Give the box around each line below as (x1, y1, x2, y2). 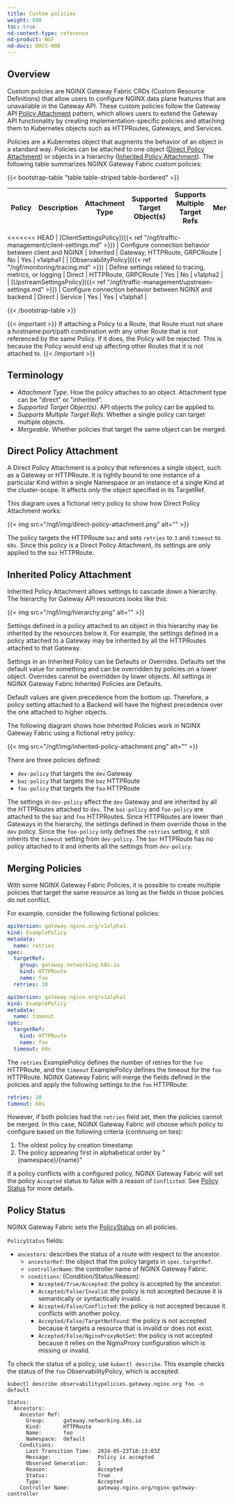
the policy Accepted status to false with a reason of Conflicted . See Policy (7, 1177, 219, 1185)
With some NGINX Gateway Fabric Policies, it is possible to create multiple (7, 881, 221, 890)
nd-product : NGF (7, 36, 54, 43)
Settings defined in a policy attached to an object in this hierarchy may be (7, 622, 219, 630)
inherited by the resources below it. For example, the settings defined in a (7, 629, 219, 638)
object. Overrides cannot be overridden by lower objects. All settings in (7, 672, 212, 680)
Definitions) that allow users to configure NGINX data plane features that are (7, 94, 226, 102)
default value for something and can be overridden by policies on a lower (7, 665, 217, 673)
